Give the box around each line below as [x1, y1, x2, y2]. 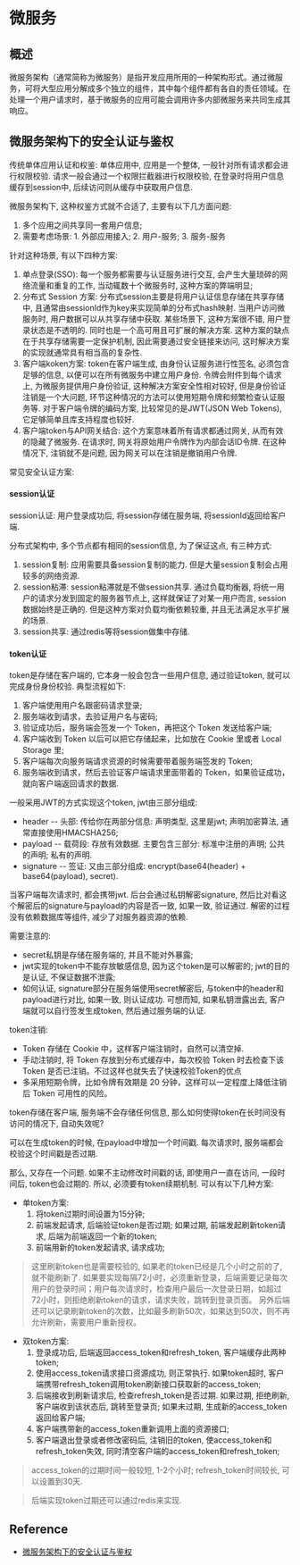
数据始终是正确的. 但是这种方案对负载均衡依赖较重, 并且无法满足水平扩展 [21, 604, 290, 615]
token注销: [9, 1025, 48, 1035]
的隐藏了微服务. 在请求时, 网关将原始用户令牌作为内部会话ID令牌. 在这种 [21, 436, 287, 447]
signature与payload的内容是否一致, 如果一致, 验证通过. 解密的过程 [47, 900, 290, 911]
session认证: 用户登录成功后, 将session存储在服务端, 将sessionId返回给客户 [9, 510, 287, 521]
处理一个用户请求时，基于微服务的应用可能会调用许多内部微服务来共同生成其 [9, 95, 291, 105]
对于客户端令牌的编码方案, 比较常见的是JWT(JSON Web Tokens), [42, 403, 283, 414]
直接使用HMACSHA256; [29, 827, 119, 838]
